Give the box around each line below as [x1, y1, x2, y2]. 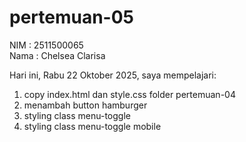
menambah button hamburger [23, 99, 148, 111]
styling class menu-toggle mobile [23, 120, 162, 132]
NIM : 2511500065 [9, 39, 84, 51]
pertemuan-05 [9, 6, 135, 29]
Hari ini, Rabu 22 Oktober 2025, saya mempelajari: [9, 69, 217, 81]
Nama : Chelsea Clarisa [9, 49, 106, 61]
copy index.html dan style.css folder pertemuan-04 [23, 88, 236, 100]
